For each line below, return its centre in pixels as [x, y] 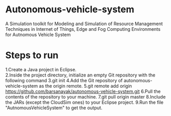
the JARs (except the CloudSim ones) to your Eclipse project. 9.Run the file [84, 102]
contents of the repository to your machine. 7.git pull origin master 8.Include [85, 96]
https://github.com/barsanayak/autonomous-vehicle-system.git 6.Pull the [83, 91]
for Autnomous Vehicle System [38, 34]
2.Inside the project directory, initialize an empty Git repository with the [80, 75]
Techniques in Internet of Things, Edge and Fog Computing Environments [83, 29]
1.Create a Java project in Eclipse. [41, 69]
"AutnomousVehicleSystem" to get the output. [54, 108]
